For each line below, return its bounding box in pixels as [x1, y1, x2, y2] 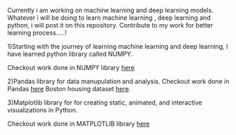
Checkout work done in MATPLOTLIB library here [7, 119, 150, 128]
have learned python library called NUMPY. [7, 49, 133, 58]
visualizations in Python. [7, 106, 78, 114]
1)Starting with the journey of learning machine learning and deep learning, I [7, 42, 228, 50]
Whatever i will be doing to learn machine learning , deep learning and [7, 13, 211, 22]
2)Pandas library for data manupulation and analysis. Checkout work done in [7, 77, 230, 86]
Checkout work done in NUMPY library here [7, 64, 135, 71]
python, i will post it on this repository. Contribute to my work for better [7, 21, 213, 29]
